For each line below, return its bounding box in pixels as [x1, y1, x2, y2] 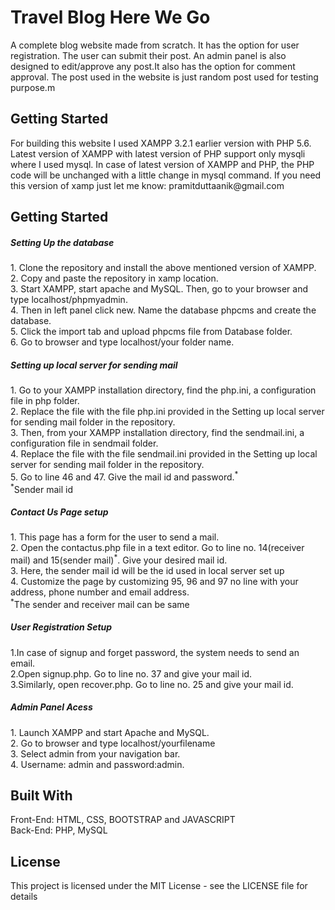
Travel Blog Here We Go [10, 6, 211, 29]
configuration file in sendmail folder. [10, 437, 159, 450]
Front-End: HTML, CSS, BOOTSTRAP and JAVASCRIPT [10, 814, 236, 826]
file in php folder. [10, 395, 80, 407]
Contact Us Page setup [10, 506, 109, 518]
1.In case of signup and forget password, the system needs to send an [10, 646, 300, 658]
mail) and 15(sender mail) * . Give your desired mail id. [10, 552, 228, 566]
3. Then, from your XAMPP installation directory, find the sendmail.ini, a [10, 427, 305, 439]
